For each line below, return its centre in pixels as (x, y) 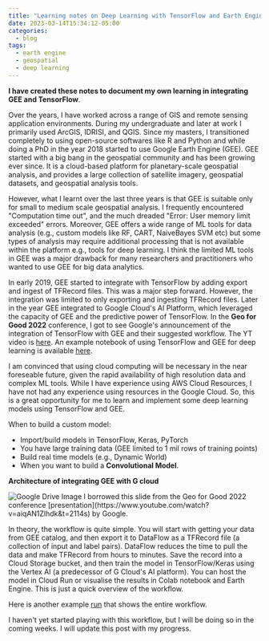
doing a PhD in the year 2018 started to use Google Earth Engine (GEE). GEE (134, 148)
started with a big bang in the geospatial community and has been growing (132, 157)
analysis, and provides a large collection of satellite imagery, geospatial (126, 174)
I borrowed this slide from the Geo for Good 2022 (165, 496)
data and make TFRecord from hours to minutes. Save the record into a (125, 554)
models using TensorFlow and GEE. (67, 408)
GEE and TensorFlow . (44, 99)
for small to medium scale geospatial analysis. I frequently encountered (126, 207)
